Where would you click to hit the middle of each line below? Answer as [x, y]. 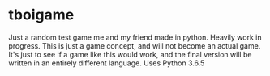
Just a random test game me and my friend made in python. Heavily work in [135, 37]
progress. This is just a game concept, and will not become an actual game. [135, 45]
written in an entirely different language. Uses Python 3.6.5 [107, 63]
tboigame [41, 15]
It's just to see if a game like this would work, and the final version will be [130, 54]
